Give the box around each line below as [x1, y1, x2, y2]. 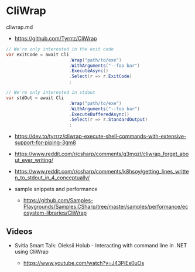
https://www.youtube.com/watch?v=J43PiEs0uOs [23, 260, 145, 266]
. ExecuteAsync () [69, 68, 109, 74]
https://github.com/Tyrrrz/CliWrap [14, 35, 97, 42]
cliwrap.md [6, 23, 33, 30]
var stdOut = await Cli [6, 95, 64, 101]
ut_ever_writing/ [14, 157, 54, 164]
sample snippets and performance [14, 186, 98, 193]
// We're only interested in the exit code [6, 46, 114, 52]
